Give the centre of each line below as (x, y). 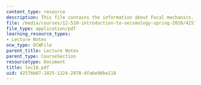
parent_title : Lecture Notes (42, 51)
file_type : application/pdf (41, 28)
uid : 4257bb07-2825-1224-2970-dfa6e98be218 (61, 73)
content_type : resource (36, 12)
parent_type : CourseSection (41, 56)
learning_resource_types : (38, 34)
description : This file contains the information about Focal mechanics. (100, 17)
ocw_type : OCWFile (29, 45)
